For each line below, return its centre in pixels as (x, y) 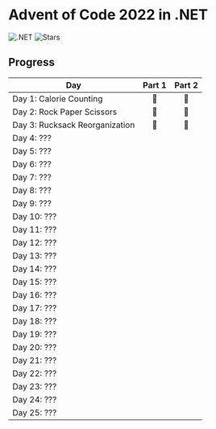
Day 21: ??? (35, 360)
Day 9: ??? (32, 203)
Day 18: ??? (35, 321)
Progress (31, 62)
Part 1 (154, 85)
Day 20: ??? (35, 347)
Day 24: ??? (35, 399)
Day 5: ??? (32, 151)
